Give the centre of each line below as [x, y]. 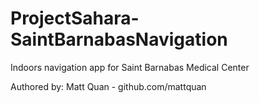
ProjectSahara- [75, 18]
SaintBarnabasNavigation [119, 39]
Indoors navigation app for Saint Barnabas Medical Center [130, 67]
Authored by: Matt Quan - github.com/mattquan [108, 86]
